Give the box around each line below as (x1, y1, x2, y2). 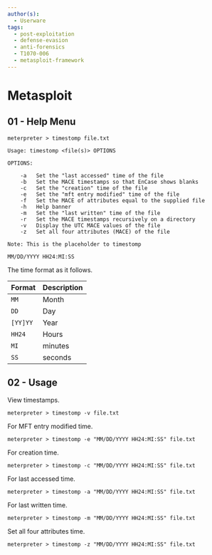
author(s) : (7, 10, 40, 18)
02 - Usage (7, 377, 58, 389)
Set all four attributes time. (7, 527, 85, 535)
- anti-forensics (14, 43, 65, 51)
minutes (42, 341, 70, 351)
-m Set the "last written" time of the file (20, 209, 161, 217)
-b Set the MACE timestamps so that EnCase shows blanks (20, 178, 199, 185)
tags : (7, 24, 23, 31)
